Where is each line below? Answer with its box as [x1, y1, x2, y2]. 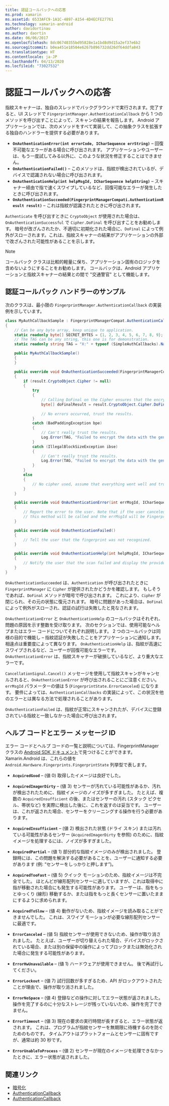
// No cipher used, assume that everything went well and [32, 482, 156, 487]
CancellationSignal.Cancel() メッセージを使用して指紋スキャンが [5, 670, 142, 676]
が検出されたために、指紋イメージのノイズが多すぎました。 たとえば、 [12, 790, 159, 796]
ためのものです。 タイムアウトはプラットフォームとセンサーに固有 [12, 1031, 150, 1037]
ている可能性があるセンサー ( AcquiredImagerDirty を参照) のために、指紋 [12, 832, 164, 838]
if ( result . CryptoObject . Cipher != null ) [23, 378, 112, 383]
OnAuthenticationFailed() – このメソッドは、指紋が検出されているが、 [12, 166, 159, 172]
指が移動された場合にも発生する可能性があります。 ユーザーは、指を [12, 885, 155, 891]
